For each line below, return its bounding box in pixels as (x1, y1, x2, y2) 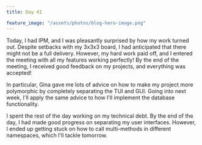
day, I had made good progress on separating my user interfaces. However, (6, 118, 197, 126)
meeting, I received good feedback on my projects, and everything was (6, 62, 186, 70)
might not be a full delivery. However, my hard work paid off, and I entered (6, 49, 193, 57)
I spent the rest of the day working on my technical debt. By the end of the (6, 112, 193, 119)
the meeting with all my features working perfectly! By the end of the (6, 56, 179, 63)
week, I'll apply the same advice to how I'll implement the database (6, 94, 175, 101)
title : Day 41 (6, 9, 43, 15)
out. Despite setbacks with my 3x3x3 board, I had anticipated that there (6, 43, 187, 51)
